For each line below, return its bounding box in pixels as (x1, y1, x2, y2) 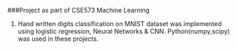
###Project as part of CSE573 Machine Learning (7, 6, 150, 14)
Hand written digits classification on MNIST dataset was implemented (17, 20, 222, 27)
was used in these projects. (17, 35, 99, 43)
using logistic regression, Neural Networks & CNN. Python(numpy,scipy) (17, 27, 230, 35)
